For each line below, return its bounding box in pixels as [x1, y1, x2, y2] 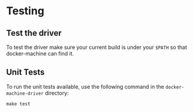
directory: [45, 89, 69, 97]
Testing [6, 4, 45, 18]
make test [6, 101, 31, 107]
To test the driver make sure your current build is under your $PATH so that [6, 43, 188, 51]
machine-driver [6, 91, 44, 97]
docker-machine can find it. [6, 50, 74, 57]
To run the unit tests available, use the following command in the [6, 83, 164, 90]
